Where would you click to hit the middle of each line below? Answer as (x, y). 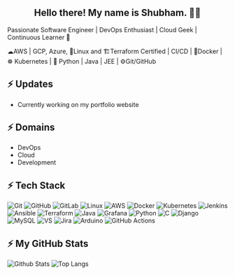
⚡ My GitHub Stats (48, 243)
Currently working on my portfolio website (78, 104)
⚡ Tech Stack (36, 185)
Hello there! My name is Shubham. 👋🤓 (117, 13)
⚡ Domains (31, 128)
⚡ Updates (30, 84)
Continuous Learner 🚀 (39, 37)
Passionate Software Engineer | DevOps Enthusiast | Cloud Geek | (102, 29)
